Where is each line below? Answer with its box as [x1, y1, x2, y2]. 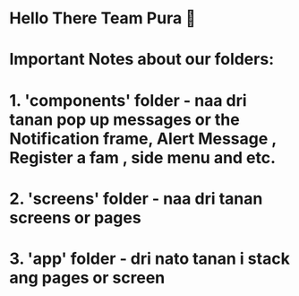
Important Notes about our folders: [9, 49, 275, 70]
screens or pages [9, 207, 141, 228]
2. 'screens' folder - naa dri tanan [9, 188, 263, 209]
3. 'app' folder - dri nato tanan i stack [9, 248, 291, 268]
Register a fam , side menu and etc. [9, 147, 276, 168]
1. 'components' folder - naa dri [9, 90, 248, 110]
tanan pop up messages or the [9, 109, 240, 129]
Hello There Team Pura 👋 [9, 8, 197, 29]
